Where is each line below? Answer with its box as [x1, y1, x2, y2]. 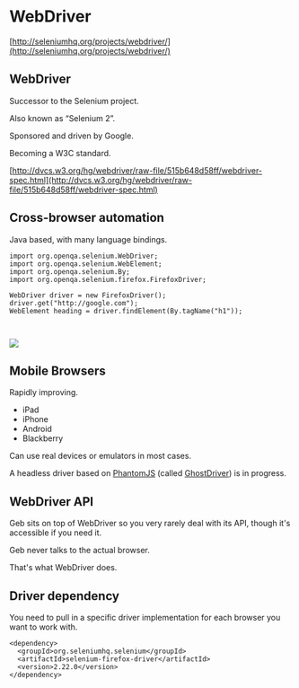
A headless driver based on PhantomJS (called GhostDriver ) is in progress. [9, 468, 287, 479]
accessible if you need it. [9, 527, 102, 538]
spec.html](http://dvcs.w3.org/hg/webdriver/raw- [9, 174, 193, 185]
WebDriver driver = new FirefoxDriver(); [9, 290, 167, 300]
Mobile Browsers [9, 363, 106, 378]
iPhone [22, 414, 49, 425]
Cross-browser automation [9, 210, 164, 225]
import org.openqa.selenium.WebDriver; [9, 251, 159, 260]
